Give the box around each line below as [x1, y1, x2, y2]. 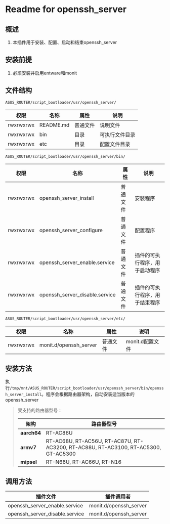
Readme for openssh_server [5, 4, 127, 15]
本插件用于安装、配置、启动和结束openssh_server [12, 39, 117, 45]
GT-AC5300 [46, 450, 76, 457]
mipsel [20, 459, 37, 466]
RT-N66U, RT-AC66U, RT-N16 [46, 459, 122, 466]
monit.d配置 [125, 338, 154, 345]
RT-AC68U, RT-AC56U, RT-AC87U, [46, 438, 133, 445]
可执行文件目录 [99, 131, 136, 138]
